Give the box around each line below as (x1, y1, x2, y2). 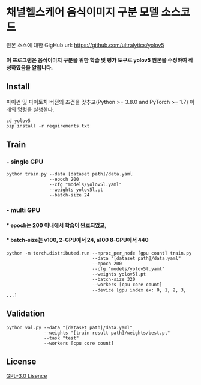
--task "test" (44, 335, 79, 341)
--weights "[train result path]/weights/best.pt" (44, 330, 170, 336)
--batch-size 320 (92, 276, 136, 282)
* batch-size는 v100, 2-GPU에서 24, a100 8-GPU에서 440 (6, 237, 149, 244)
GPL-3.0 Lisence (6, 372, 47, 380)
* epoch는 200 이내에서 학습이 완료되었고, (6, 222, 107, 229)
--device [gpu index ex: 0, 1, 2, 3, (92, 286, 187, 293)
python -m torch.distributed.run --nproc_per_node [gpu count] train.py (6, 250, 192, 256)
